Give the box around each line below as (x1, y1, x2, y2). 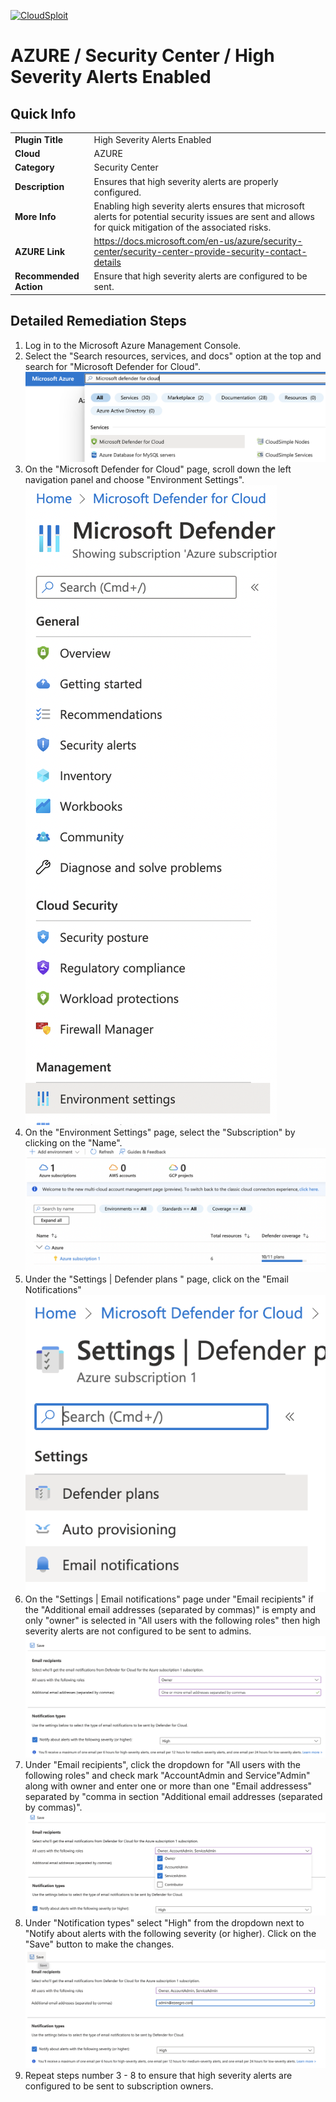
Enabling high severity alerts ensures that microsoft (93, 200, 305, 212)
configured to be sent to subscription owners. (24, 2080, 214, 2092)
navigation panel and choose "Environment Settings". (24, 473, 245, 485)
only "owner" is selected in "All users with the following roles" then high (24, 1615, 321, 1627)
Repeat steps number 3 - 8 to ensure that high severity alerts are (24, 2069, 293, 2081)
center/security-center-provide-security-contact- (93, 246, 308, 257)
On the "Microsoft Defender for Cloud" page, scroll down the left (24, 463, 292, 475)
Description (14, 181, 65, 192)
